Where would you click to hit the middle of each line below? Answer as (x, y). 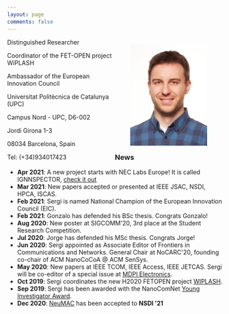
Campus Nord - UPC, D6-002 (49, 117)
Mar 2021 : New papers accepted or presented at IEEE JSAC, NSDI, (111, 186)
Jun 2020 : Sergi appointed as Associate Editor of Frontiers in (103, 245)
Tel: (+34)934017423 (37, 157)
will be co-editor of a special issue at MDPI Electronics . (95, 274)
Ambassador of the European (49, 76)
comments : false (30, 22)
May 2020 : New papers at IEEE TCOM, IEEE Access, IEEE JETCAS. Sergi (119, 267)
